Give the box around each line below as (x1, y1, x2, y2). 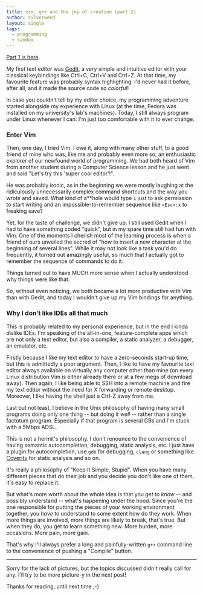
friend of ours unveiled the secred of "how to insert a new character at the (6, 238, 192, 245)
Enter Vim (6, 131, 36, 139)
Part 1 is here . (6, 54, 40, 60)
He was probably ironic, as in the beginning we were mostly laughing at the (6, 182, 193, 189)
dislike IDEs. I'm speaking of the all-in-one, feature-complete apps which (6, 329, 188, 336)
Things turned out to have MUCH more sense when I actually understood (6, 270, 188, 277)
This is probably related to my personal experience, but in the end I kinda (6, 323, 188, 330)
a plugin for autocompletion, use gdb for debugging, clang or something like (6, 448, 195, 455)
